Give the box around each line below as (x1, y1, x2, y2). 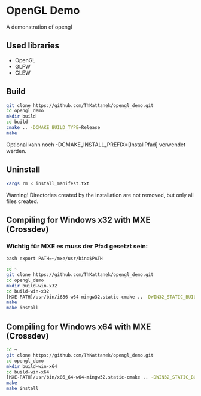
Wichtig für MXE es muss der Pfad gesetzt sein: (6, 242, 148, 250)
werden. (6, 147, 27, 154)
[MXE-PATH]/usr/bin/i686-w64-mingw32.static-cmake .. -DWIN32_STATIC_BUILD (6, 294, 199, 300)
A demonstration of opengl (6, 23, 72, 30)
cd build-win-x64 (6, 369, 50, 375)
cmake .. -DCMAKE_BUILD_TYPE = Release (6, 125, 100, 131)
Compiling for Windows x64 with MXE (6, 321, 151, 331)
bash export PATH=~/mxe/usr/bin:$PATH (6, 256, 103, 262)
